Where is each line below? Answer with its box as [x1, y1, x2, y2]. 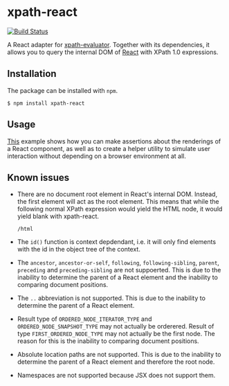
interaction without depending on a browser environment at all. [7, 152, 187, 160]
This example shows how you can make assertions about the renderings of [7, 137, 221, 146]
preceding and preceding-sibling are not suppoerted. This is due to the [17, 266, 221, 274]
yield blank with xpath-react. [17, 212, 99, 220]
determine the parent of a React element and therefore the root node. [17, 358, 215, 366]
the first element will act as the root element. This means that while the [17, 198, 219, 206]
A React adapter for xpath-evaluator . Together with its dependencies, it [7, 40, 210, 49]
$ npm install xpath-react [7, 100, 85, 107]
